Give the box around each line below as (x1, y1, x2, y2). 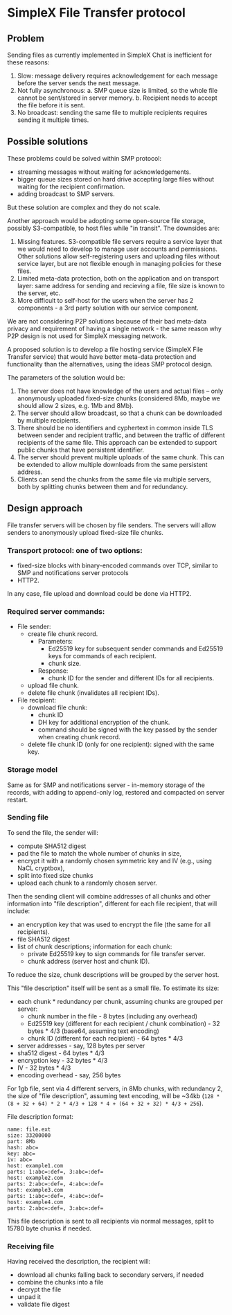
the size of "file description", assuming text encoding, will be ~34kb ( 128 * (7, 1091, 220, 1100)
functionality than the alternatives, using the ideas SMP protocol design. (7, 360, 213, 368)
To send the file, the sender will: (7, 828, 99, 836)
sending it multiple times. (17, 116, 89, 124)
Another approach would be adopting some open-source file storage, (7, 216, 206, 224)
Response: (37, 667, 69, 675)
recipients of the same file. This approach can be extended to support (17, 438, 217, 446)
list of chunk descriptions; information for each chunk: (17, 942, 172, 951)
